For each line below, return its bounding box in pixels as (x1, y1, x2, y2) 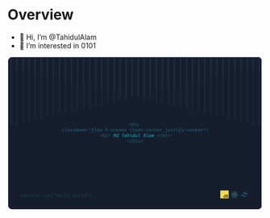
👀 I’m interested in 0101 (19, 40, 96, 50)
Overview (7, 6, 74, 24)
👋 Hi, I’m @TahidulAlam (19, 32, 98, 42)
